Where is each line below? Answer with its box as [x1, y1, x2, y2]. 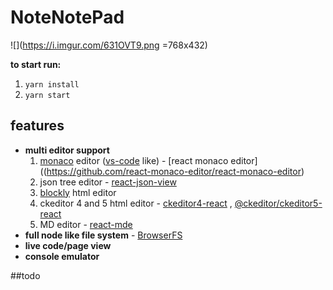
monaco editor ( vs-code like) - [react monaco [39, 154, 229, 166]
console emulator [24, 250, 100, 262]
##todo [10, 269, 41, 281]
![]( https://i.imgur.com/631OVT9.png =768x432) [10, 39, 208, 51]
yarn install [24, 79, 80, 90]
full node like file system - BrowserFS [24, 229, 183, 241]
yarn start [24, 90, 71, 100]
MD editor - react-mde [39, 218, 133, 230]
